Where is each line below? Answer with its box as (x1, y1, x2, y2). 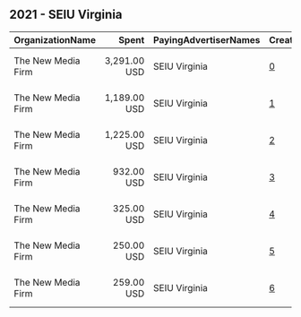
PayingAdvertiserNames (153, 33, 261, 46)
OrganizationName (13, 33, 97, 46)
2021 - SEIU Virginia (9, 7, 123, 22)
